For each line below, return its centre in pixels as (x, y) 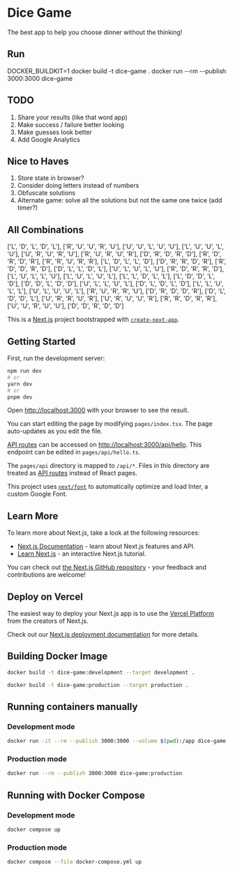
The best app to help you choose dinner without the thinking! (95, 32)
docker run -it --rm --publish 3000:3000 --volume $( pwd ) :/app (101, 741)
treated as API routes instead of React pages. (72, 473)
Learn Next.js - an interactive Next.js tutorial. (82, 554)
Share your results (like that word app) (72, 117)
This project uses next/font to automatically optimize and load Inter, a (108, 487)
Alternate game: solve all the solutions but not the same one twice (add (120, 200)
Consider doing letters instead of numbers (78, 186)
